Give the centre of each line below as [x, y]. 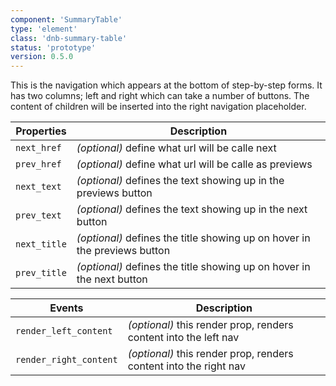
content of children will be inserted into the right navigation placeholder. [158, 107]
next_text [38, 187]
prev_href [38, 164]
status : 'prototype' [53, 47]
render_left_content [64, 331]
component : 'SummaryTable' [66, 19]
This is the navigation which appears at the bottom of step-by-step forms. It [166, 85]
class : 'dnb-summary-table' [69, 38]
